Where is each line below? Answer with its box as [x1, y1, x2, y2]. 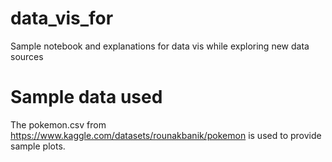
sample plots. [10, 140, 66, 152]
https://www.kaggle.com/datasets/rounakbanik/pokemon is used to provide [10, 129, 322, 141]
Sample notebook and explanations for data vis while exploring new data [10, 40, 310, 52]
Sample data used [10, 86, 163, 109]
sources [10, 50, 44, 62]
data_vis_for [10, 7, 114, 30]
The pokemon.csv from [10, 118, 107, 131]
